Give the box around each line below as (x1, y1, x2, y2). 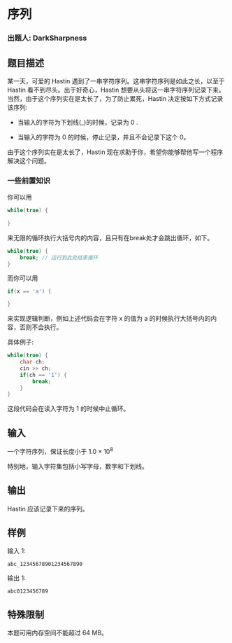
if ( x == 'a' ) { (7, 288, 52, 295)
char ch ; (20, 359, 45, 366)
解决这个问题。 (7, 156, 50, 165)
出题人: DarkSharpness (7, 33, 87, 43)
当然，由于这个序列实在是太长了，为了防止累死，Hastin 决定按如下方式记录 (7, 94, 224, 102)
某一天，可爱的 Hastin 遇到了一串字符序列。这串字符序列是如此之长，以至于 (7, 76, 225, 85)
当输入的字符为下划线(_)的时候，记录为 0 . (17, 118, 138, 126)
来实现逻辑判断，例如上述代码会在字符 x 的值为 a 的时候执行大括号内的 (7, 314, 211, 323)
